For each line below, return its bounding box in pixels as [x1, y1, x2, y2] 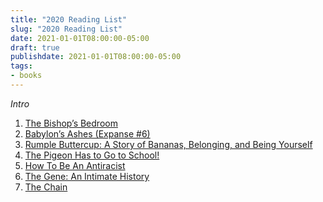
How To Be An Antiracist [24, 159, 126, 171]
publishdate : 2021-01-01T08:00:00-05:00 [10, 52, 182, 62]
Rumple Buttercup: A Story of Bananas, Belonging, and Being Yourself [24, 138, 313, 150]
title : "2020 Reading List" [10, 14, 128, 25]
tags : [10, 61, 33, 71]
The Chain [24, 181, 68, 193]
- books [10, 71, 43, 81]
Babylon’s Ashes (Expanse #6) [24, 127, 151, 140]
